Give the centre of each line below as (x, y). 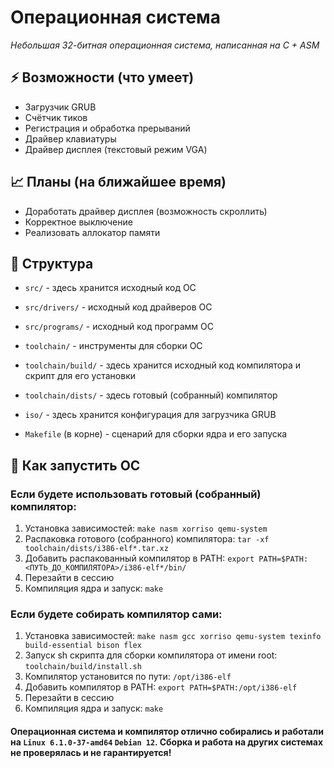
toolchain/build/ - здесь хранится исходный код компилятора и (163, 365)
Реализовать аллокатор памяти (92, 232)
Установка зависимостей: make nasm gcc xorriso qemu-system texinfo (173, 636)
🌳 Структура (52, 263)
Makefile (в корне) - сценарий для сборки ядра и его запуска (156, 434)
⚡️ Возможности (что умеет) (102, 77)
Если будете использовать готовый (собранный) (136, 494)
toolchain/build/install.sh (83, 667)
